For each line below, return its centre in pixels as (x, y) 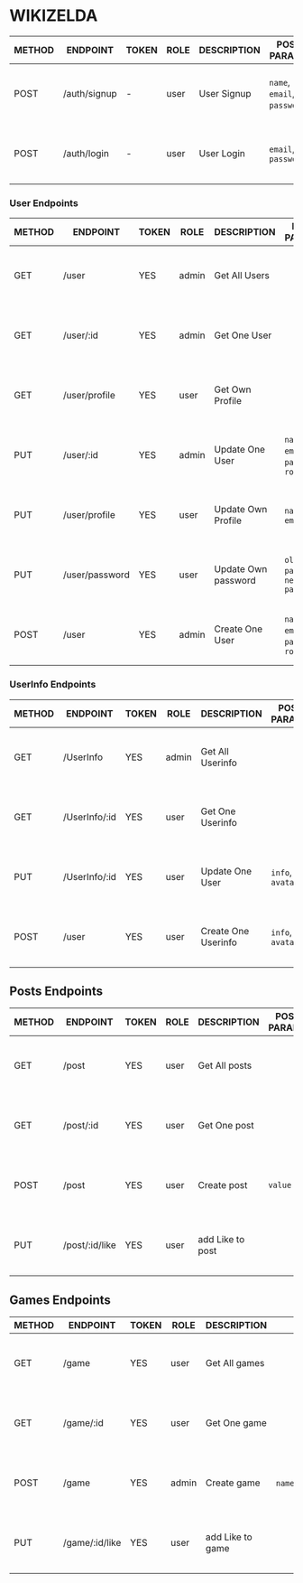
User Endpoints (44, 202)
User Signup (225, 93)
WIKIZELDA (54, 16)
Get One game (237, 1423)
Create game (233, 1483)
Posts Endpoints (56, 991)
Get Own (233, 389)
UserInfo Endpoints (53, 685)
